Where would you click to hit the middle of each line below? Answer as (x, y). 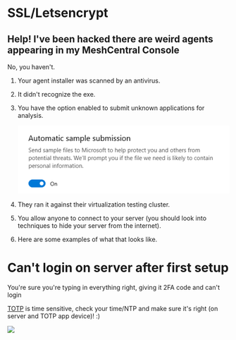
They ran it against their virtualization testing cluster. (94, 204)
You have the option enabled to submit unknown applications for (111, 108)
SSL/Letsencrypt (58, 13)
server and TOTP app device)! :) (54, 316)
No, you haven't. (31, 67)
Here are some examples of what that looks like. (87, 239)
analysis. (30, 115)
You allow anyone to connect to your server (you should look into (112, 218)
